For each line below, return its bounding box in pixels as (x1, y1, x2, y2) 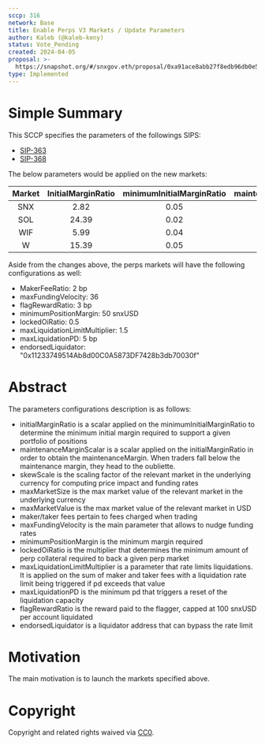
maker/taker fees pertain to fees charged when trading (19, 512, 198, 521)
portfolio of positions (19, 436, 88, 445)
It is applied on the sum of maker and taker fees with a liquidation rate (19, 570, 247, 579)
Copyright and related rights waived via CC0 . (8, 728, 155, 737)
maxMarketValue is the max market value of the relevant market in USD (19, 503, 252, 512)
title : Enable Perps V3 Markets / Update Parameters (8, 26, 185, 34)
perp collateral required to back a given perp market (19, 553, 189, 563)
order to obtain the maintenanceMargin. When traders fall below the (19, 453, 241, 462)
